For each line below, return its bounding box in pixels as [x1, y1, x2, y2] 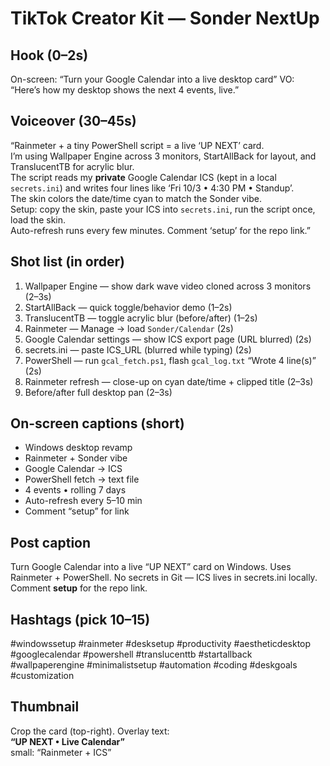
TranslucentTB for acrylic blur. [10, 160, 135, 172]
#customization [10, 670, 75, 682]
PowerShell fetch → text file [24, 473, 140, 486]
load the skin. [10, 213, 67, 226]
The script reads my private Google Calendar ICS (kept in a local [10, 171, 277, 183]
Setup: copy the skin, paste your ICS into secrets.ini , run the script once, [10, 203, 316, 215]
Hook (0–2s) [10, 47, 89, 64]
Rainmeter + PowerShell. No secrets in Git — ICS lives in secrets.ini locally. [10, 572, 318, 584]
